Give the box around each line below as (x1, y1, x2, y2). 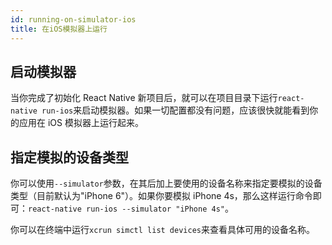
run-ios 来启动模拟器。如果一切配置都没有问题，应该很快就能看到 (41, 104, 310, 116)
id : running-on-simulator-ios (10, 14, 137, 25)
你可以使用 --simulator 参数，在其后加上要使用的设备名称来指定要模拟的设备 (10, 177, 323, 190)
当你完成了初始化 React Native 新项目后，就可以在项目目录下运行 (10, 92, 278, 104)
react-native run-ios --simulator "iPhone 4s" (28, 204, 225, 215)
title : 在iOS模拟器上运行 (10, 24, 108, 34)
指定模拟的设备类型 (10, 149, 129, 166)
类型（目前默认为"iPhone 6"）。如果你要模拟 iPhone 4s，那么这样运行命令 (10, 190, 313, 202)
